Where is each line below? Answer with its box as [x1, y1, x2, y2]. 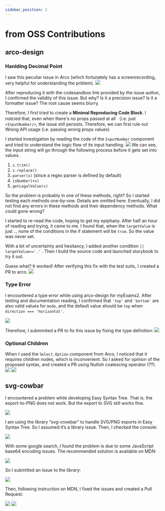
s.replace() [12, 168, 37, 173]
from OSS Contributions [5, 28, 105, 39]
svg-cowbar [5, 382, 44, 390]
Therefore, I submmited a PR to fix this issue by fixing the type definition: [5, 327, 154, 333]
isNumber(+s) [12, 178, 40, 183]
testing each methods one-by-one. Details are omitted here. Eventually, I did [5, 197, 161, 203]
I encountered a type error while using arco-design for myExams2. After [5, 292, 152, 298]
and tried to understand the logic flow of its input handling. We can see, [5, 142, 157, 148]
